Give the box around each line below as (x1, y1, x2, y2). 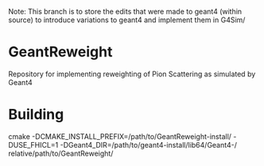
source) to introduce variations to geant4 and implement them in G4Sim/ (8, 15, 246, 25)
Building (8, 106, 64, 124)
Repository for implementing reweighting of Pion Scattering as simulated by (8, 69, 256, 79)
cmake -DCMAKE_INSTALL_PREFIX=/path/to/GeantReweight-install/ (8, 131, 232, 141)
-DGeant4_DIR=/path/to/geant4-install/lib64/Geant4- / (60, 140, 237, 149)
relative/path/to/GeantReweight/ (8, 149, 114, 158)
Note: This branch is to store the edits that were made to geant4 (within (8, 7, 243, 16)
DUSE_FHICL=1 (8, 140, 59, 149)
